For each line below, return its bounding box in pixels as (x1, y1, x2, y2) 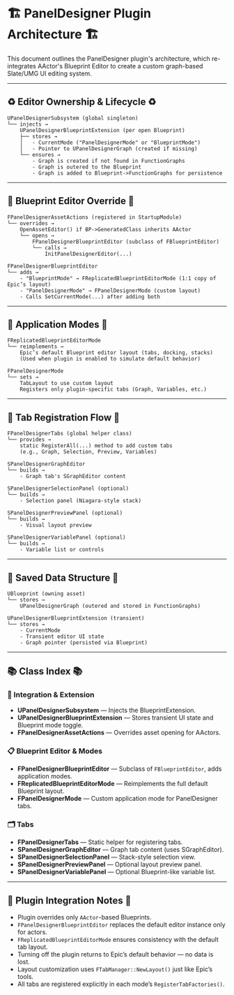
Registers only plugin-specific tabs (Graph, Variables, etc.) (19, 386, 208, 393)
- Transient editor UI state (19, 633, 104, 640)
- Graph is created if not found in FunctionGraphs (32, 157, 186, 164)
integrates (7, 61, 36, 70)
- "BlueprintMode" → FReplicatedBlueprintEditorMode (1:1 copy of (19, 275, 217, 282)
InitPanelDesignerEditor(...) (44, 250, 132, 257)
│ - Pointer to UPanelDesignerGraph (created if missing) (19, 145, 198, 152)
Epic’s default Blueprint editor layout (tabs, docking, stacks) (19, 349, 214, 356)
